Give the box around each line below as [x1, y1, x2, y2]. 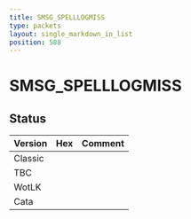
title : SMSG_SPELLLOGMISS [9, 12, 105, 22]
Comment [81, 137, 124, 150]
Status [9, 111, 47, 126]
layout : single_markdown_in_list [9, 29, 133, 38]
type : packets [9, 21, 62, 30]
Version [13, 137, 48, 150]
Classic [13, 153, 44, 165]
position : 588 [9, 37, 62, 47]
